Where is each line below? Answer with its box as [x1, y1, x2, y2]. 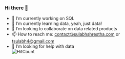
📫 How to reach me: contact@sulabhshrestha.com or [11, 31, 120, 37]
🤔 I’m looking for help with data [11, 43, 74, 49]
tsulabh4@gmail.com [11, 39, 55, 44]
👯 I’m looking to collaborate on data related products [11, 26, 118, 32]
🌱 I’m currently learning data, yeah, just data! [11, 20, 102, 26]
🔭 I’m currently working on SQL [11, 16, 75, 21]
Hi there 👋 [4, 4, 29, 11]
